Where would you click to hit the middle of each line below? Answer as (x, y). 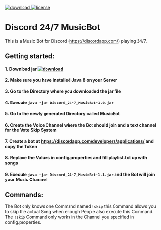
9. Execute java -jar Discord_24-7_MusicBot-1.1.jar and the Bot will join (80, 174)
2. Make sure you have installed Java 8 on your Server (61, 80)
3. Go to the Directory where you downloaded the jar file (63, 91)
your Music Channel (26, 179)
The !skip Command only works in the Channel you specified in (69, 217)
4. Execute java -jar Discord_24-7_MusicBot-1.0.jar (59, 102)
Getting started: (30, 56)
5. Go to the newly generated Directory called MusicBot (62, 114)
